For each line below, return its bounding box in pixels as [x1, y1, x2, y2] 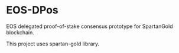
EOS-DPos [6, 3, 58, 17]
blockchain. [6, 29, 34, 36]
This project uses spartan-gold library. [6, 40, 100, 47]
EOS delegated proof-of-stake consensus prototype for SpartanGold [6, 23, 173, 30]
